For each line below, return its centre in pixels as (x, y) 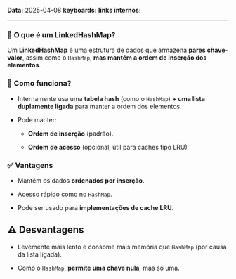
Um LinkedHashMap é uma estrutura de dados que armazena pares (106, 50)
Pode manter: (37, 119)
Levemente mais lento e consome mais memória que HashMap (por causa (122, 247)
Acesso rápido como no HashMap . (65, 194)
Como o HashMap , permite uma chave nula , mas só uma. (99, 268)
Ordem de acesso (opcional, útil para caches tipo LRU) (107, 147)
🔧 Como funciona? (39, 84)
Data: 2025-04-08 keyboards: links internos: (74, 10)
